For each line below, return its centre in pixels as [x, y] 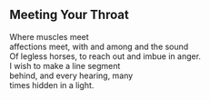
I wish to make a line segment [65, 65]
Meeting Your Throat [69, 15]
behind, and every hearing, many [71, 75]
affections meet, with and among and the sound [99, 46]
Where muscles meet [49, 36]
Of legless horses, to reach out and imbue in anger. [105, 56]
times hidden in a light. [52, 85]
